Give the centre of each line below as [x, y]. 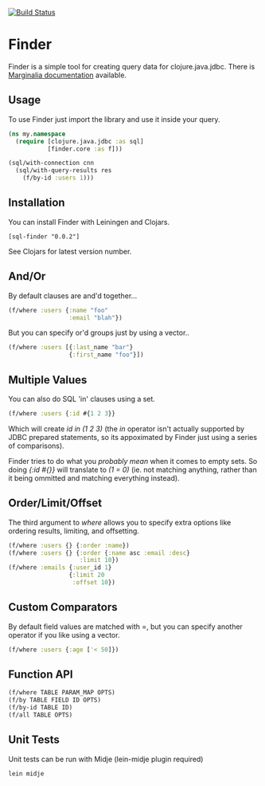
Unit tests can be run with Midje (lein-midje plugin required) [106, 759]
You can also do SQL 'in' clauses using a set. [82, 399]
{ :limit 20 [87, 575]
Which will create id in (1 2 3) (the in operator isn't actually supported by [127, 428]
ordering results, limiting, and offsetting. [74, 531]
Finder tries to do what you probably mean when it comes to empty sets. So [133, 461]
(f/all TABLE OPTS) [41, 715]
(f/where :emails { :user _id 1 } [60, 568]
